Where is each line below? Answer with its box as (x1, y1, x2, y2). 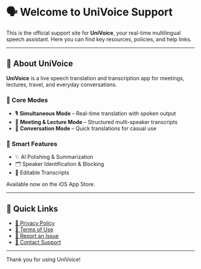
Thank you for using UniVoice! (6, 256, 81, 263)
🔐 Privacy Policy (14, 220, 55, 227)
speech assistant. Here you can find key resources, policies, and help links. (6, 35, 192, 43)
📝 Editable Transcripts (14, 169, 70, 176)
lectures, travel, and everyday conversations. (6, 81, 117, 88)
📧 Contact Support (14, 238, 61, 246)
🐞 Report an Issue (14, 232, 59, 240)
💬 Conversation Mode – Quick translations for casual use (14, 125, 157, 132)
